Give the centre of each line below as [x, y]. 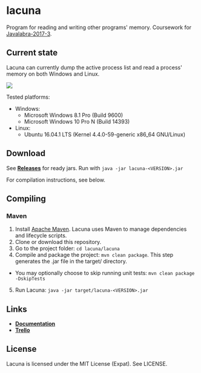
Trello [22, 330]
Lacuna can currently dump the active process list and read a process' [94, 67]
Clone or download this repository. [58, 242]
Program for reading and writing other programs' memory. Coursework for [99, 27]
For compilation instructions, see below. [56, 180]
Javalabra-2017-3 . [29, 33]
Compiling [26, 198]
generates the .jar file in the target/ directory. [71, 262]
